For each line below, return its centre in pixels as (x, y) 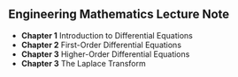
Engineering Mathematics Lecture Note (119, 14)
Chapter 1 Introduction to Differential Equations (107, 35)
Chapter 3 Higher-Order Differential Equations (105, 54)
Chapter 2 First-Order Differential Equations (101, 45)
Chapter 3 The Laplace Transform (84, 63)
